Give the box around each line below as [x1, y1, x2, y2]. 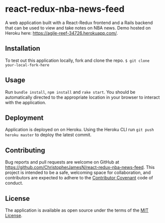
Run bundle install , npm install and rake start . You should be [5, 89, 135, 95]
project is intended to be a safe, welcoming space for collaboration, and [5, 169, 151, 175]
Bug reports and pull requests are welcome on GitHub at [5, 159, 120, 165]
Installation [5, 44, 40, 53]
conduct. [5, 180, 24, 186]
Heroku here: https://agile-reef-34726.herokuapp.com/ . [5, 30, 118, 36]
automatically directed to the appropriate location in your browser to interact [5, 94, 160, 100]
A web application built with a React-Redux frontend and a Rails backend [5, 20, 153, 26]
